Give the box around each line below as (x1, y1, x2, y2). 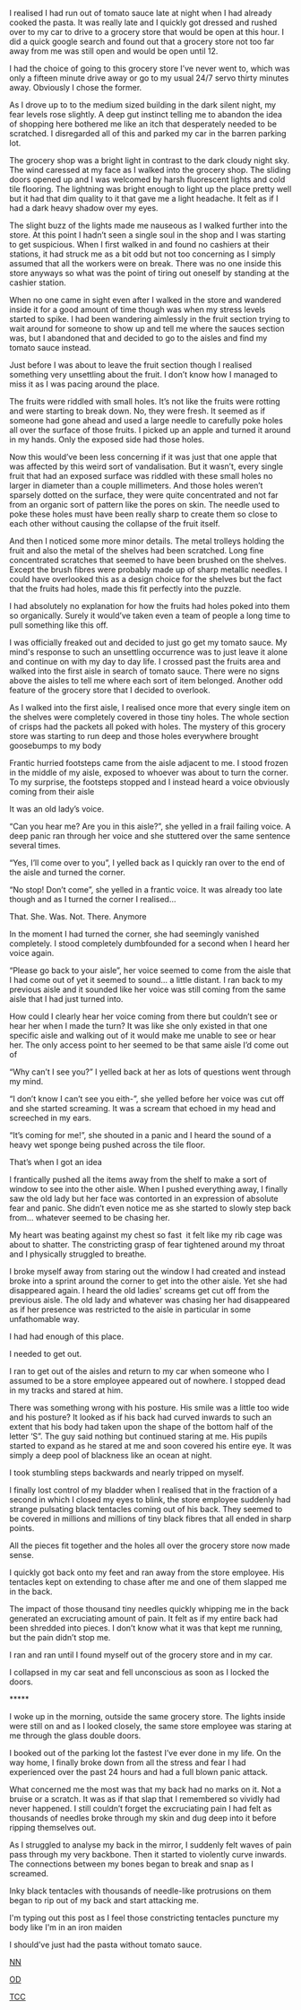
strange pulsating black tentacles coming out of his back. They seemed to (9, 1504, 283, 1514)
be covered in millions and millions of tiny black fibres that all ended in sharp (9, 1513, 292, 1524)
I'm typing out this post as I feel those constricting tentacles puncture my (9, 1912, 279, 1923)
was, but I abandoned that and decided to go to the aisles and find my (9, 333, 268, 344)
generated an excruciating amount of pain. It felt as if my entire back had (9, 1614, 279, 1623)
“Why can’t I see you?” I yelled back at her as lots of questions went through (9, 1066, 291, 1077)
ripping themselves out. (9, 1823, 97, 1832)
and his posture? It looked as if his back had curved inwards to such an (9, 1412, 272, 1423)
